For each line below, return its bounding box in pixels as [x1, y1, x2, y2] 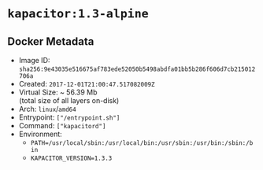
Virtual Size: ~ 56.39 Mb [18, 87, 98, 97]
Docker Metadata [7, 35, 94, 48]
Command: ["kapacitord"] [18, 121, 106, 130]
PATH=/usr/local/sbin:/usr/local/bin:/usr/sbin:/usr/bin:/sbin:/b [30, 139, 254, 147]
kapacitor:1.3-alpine [7, 6, 149, 21]
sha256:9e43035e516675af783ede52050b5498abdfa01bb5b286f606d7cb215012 [18, 65, 256, 73]
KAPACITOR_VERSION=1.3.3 [30, 154, 113, 162]
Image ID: [18, 56, 50, 65]
